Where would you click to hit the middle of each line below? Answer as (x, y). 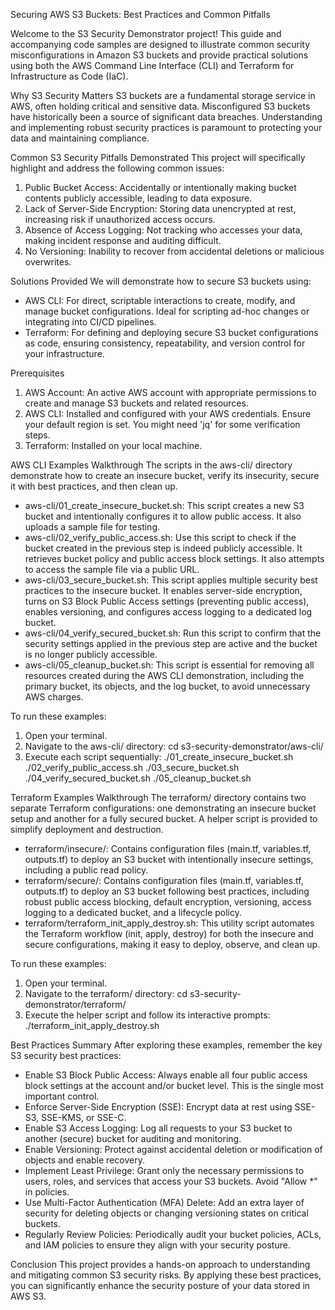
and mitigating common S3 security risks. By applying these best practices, (166, 1275)
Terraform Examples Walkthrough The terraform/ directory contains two (158, 797)
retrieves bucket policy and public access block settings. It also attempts (174, 558)
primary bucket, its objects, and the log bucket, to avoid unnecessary (167, 686)
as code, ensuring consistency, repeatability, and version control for (165, 343)
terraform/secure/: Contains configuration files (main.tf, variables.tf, (164, 880)
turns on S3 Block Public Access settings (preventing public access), (167, 601)
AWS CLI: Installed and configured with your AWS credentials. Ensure (168, 413)
